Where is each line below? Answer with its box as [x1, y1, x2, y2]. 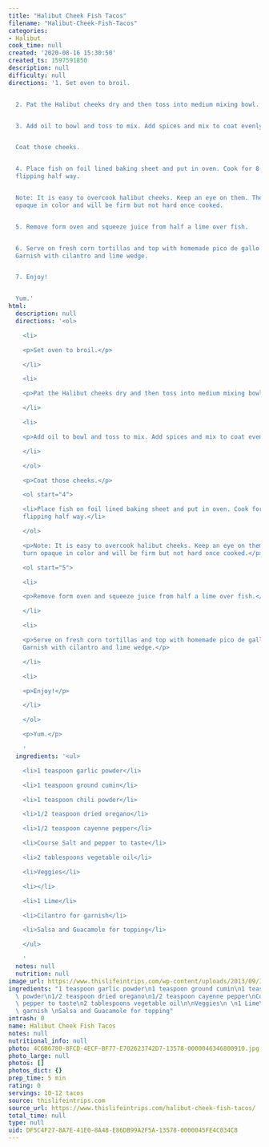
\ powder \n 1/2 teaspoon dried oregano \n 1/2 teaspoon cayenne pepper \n [15, 992, 256, 1000]
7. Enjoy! [15, 274, 48, 282]
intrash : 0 [8, 1015, 45, 1023]
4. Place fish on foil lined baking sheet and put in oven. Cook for [15, 165, 252, 173]
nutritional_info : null [8, 1036, 88, 1045]
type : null [8, 1119, 45, 1127]
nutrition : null [15, 970, 70, 978]
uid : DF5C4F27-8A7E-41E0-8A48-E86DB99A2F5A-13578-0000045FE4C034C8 [8, 1126, 239, 1135]
